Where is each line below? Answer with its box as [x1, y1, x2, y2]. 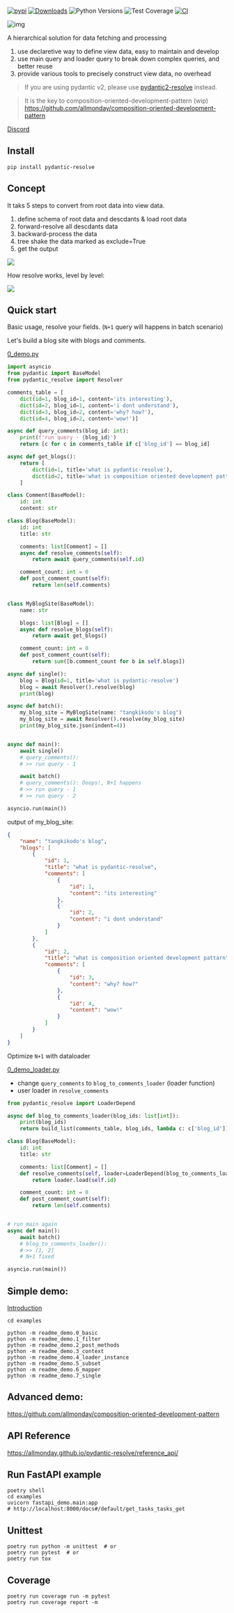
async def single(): [7, 671, 68, 678]
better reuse [17, 62, 53, 70]
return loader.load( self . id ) [32, 1176, 117, 1183]
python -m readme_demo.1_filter [7, 1336, 101, 1343]
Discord [7, 125, 30, 133]
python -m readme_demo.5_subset [7, 1360, 101, 1367]
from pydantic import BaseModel [7, 370, 101, 377]
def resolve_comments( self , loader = [19, 1170, 127, 1177]
